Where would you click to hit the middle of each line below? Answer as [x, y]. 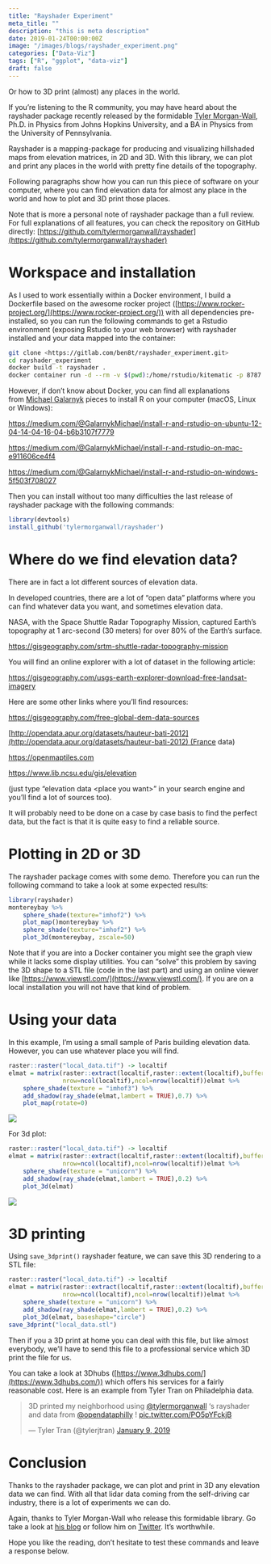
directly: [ [24, 231]
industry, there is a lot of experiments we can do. [90, 1502]
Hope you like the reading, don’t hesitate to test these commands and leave [134, 1542]
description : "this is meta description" [79, 31]
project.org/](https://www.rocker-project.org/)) [86, 312]
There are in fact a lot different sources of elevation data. [103, 582]
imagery [22, 686]
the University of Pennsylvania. [60, 133]
